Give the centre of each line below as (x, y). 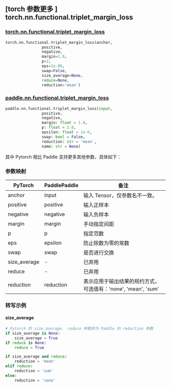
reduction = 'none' (35, 380)
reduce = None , (55, 80)
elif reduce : (19, 366)
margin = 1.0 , (54, 57)
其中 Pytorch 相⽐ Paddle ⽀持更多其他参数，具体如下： (63, 157)
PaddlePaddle (61, 185)
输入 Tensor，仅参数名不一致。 (120, 195)
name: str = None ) (61, 146)
